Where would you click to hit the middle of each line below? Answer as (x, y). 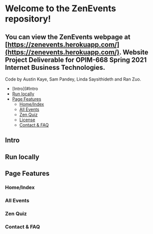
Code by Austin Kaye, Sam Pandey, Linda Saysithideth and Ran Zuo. (73, 79)
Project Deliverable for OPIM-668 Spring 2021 (76, 60)
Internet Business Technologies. (55, 67)
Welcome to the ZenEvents (61, 9)
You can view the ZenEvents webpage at (68, 37)
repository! (28, 19)
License (27, 120)
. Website (134, 52)
